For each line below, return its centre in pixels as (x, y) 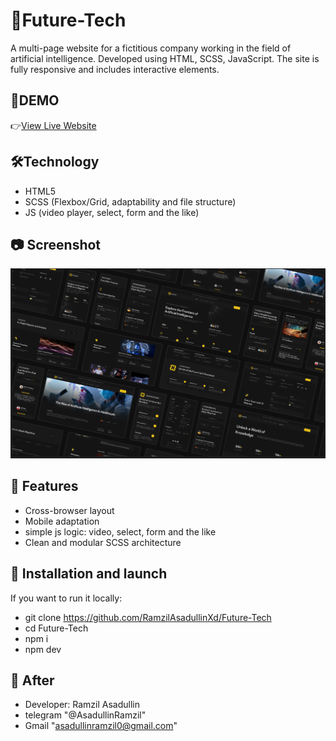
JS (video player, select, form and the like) (112, 212)
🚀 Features (44, 486)
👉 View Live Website (53, 125)
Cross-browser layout (69, 510)
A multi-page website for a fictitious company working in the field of (151, 48)
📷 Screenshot (56, 244)
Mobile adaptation (62, 521)
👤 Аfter (32, 680)
